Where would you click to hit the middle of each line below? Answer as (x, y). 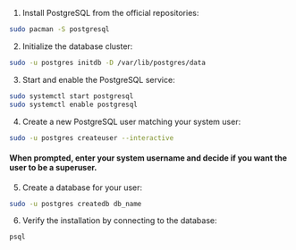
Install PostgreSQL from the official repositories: (110, 13)
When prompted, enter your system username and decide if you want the (148, 158)
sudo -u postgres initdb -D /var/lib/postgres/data (107, 62)
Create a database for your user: (82, 187)
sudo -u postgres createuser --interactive (92, 137)
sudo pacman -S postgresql (59, 29)
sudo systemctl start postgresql (72, 96)
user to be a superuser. (53, 167)
